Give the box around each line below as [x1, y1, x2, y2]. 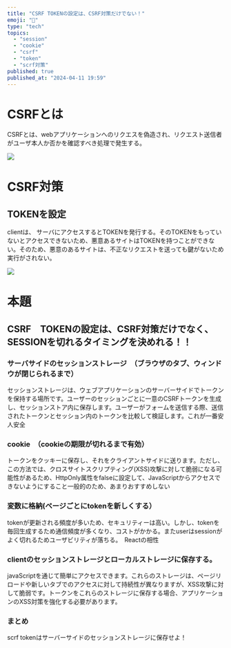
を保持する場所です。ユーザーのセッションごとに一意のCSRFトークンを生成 [7, 394, 222, 403]
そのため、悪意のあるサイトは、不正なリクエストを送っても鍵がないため [19, 245, 224, 254]
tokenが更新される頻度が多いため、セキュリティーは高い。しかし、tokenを [7, 518, 220, 526]
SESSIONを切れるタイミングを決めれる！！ [7, 336, 192, 347]
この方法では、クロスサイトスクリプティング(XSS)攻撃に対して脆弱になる [7, 465, 217, 473]
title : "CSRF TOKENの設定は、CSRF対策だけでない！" [7, 10, 145, 17]
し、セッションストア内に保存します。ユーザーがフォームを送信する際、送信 [7, 403, 224, 412]
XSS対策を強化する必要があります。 [19, 598, 121, 606]
